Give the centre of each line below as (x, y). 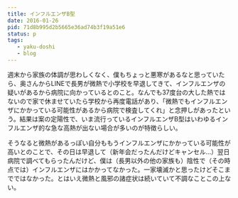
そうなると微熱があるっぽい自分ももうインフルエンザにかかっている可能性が (119, 143)
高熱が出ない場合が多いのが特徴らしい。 (122, 128)
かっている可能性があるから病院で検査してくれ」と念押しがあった (122, 110)
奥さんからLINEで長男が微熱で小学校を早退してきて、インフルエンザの (123, 83)
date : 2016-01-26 (33, 21)
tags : (15, 40)
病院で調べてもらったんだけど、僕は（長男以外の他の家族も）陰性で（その (116, 160)
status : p (22, 34)
